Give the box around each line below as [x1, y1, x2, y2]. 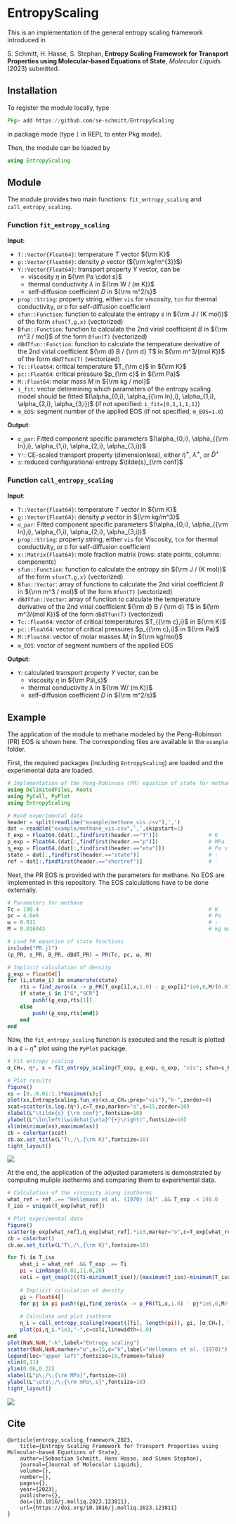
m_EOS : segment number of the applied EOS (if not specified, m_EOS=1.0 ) [17, 407, 223, 415]
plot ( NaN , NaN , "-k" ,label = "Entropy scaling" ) [7, 1339, 140, 1346]
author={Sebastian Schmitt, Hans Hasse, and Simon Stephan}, [20, 1455, 202, 1462]
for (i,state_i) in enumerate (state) [7, 977, 118, 984]
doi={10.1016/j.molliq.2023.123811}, [20, 1498, 131, 1505]
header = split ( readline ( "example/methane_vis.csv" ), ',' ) [7, 819, 181, 826]
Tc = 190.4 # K [7, 906, 218, 913]
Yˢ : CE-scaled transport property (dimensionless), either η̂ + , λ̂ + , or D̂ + [17, 449, 220, 459]
